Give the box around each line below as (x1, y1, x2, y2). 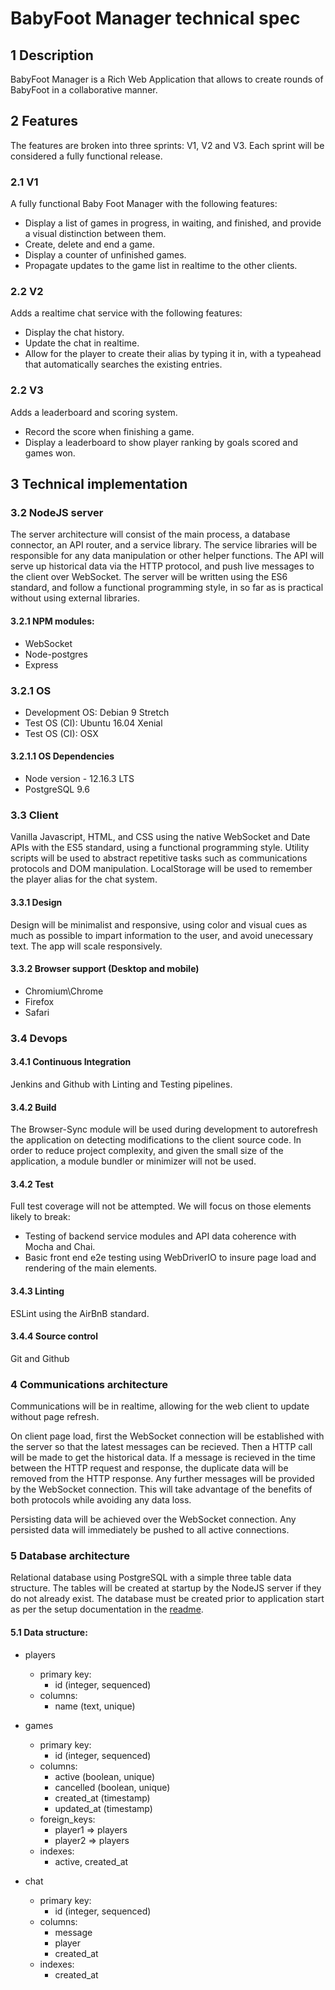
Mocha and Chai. (24, 1241, 96, 1253)
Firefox (24, 995, 55, 1007)
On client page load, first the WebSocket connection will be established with (10, 1430, 325, 1442)
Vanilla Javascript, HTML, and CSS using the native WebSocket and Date (10, 831, 311, 843)
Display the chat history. (24, 327, 125, 339)
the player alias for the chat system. (10, 873, 158, 886)
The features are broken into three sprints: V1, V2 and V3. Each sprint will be (10, 139, 325, 151)
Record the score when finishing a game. (24, 425, 195, 437)
